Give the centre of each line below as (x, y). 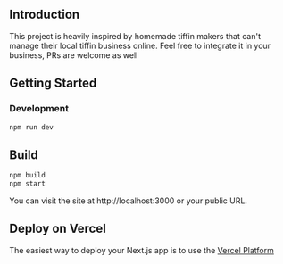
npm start (28, 184)
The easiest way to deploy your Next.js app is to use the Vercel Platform (142, 250)
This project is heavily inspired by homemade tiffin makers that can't (135, 36)
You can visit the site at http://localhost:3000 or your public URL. (129, 201)
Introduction (45, 15)
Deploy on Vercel (58, 229)
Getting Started (53, 83)
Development (39, 109)
